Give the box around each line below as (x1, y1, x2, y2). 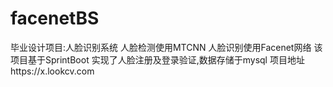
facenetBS (10, 7, 100, 30)
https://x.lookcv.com (10, 65, 95, 77)
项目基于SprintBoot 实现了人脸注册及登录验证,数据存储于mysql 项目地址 (10, 53, 305, 66)
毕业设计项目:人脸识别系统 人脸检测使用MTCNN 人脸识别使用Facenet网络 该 (10, 41, 323, 53)
